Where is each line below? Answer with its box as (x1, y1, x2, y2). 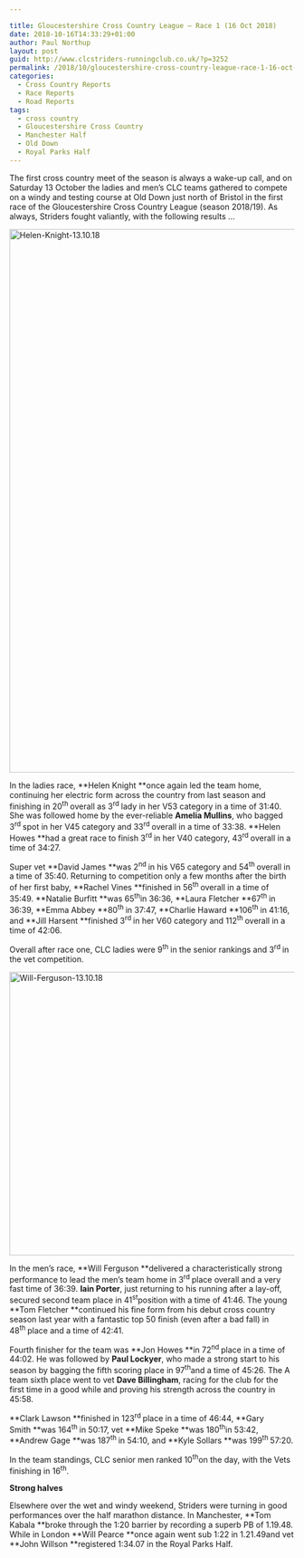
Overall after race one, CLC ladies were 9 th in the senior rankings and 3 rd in (9, 943, 290, 955)
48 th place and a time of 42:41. (9, 1323, 125, 1336)
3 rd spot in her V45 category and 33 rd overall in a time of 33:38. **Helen (9, 820, 281, 832)
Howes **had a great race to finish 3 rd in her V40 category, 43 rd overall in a (9, 831, 291, 843)
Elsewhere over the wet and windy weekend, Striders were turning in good (9, 1500, 288, 1511)
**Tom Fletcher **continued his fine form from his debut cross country (9, 1303, 276, 1314)
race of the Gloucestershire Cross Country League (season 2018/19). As (9, 201, 279, 212)
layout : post (9, 46, 59, 55)
